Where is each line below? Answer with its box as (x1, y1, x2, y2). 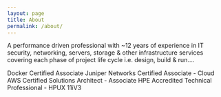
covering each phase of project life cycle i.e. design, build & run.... (7, 56, 195, 64)
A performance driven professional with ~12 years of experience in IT (7, 42, 204, 50)
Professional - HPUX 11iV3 (7, 83, 82, 92)
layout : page (7, 10, 45, 17)
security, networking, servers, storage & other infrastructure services (7, 48, 204, 57)
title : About (7, 16, 45, 23)
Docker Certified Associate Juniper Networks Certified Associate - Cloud (7, 69, 215, 77)
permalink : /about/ (7, 23, 63, 29)
